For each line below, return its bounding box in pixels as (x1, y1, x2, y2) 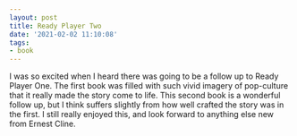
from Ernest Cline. (9, 118, 76, 130)
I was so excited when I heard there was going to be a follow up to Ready (9, 71, 279, 81)
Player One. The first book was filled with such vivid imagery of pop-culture (9, 81, 289, 91)
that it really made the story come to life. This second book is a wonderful (9, 90, 281, 101)
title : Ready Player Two (9, 21, 102, 30)
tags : (9, 38, 30, 47)
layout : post (9, 13, 58, 22)
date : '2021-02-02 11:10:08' (9, 30, 118, 38)
